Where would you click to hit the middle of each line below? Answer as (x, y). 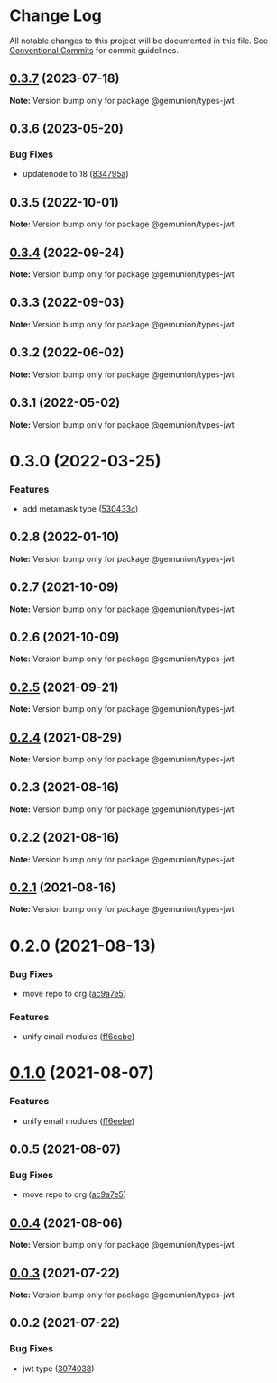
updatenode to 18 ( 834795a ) (75, 174)
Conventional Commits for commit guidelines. (94, 50)
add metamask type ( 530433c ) (80, 508)
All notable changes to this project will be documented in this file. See (139, 41)
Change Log (55, 16)
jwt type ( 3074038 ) (58, 1369)
